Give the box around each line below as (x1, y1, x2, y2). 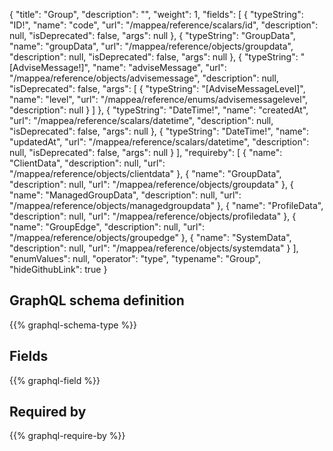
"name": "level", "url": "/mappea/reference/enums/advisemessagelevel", (9, 94, 309, 105)
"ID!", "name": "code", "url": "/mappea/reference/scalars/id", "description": (9, 19, 319, 31)
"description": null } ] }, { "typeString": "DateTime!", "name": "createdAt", (9, 104, 309, 116)
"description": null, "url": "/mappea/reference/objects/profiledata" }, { (9, 210, 297, 222)
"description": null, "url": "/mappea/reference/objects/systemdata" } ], (9, 242, 299, 254)
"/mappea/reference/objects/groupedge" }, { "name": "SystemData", (9, 232, 292, 243)
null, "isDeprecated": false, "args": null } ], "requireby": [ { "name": (9, 147, 283, 158)
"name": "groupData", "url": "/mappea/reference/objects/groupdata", (9, 40, 294, 52)
